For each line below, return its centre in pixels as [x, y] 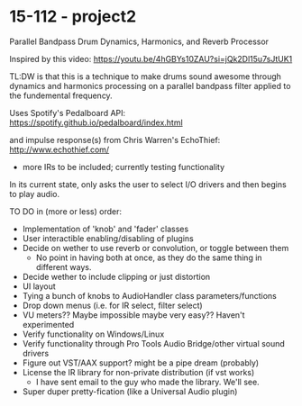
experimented [48, 324]
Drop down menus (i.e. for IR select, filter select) [112, 305]
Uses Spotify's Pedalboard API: [68, 113]
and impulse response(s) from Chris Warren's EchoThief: [115, 140]
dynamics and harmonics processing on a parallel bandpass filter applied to [150, 86]
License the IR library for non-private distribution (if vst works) [138, 372]
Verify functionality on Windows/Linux [93, 334]
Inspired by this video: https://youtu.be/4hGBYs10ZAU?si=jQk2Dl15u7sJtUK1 [151, 59]
